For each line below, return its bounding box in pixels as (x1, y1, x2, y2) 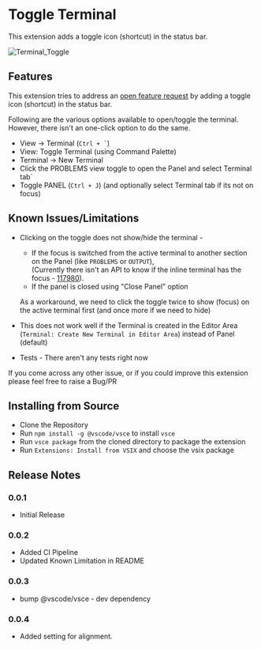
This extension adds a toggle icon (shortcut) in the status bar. (8, 32, 208, 41)
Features (8, 70, 53, 84)
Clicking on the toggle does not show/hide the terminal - (19, 232, 203, 242)
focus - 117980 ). (31, 273, 84, 282)
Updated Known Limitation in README (19, 556, 144, 566)
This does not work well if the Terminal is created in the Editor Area (19, 320, 238, 330)
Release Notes (8, 468, 81, 481)
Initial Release (19, 510, 65, 519)
